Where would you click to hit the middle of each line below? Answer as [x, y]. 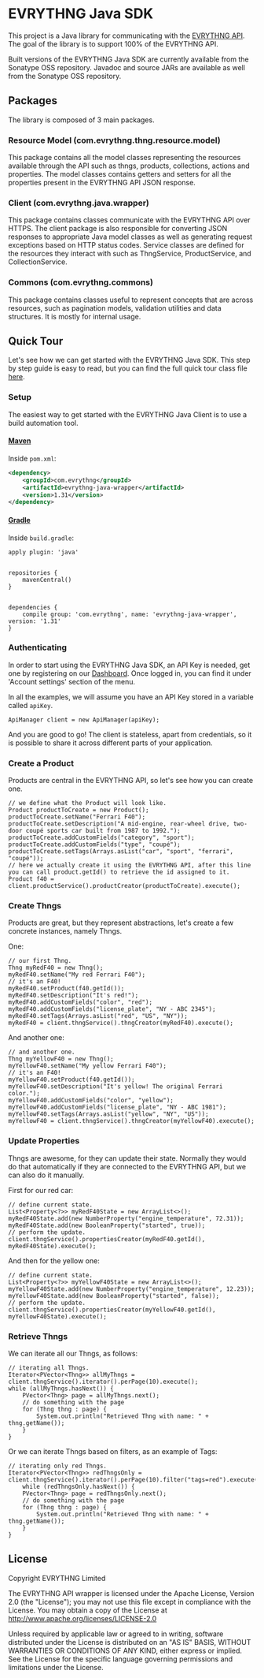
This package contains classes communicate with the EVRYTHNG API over [129, 220]
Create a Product [41, 763]
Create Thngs [35, 906]
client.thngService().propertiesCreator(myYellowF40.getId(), [112, 1310]
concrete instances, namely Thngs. [65, 931]
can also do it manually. [46, 1175]
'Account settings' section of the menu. [72, 681]
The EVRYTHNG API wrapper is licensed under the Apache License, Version [131, 1593]
